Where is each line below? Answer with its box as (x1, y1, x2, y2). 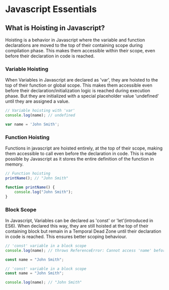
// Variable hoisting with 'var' (5, 108, 75, 113)
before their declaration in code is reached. (5, 53, 95, 59)
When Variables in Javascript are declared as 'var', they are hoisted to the (5, 77, 158, 83)
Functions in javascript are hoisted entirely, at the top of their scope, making (5, 145, 163, 152)
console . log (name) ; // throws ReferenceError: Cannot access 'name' (5, 248, 152, 253)
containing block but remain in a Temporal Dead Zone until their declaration (5, 228, 162, 234)
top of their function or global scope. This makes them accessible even (5, 82, 152, 89)
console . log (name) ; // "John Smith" (5, 280, 82, 285)
